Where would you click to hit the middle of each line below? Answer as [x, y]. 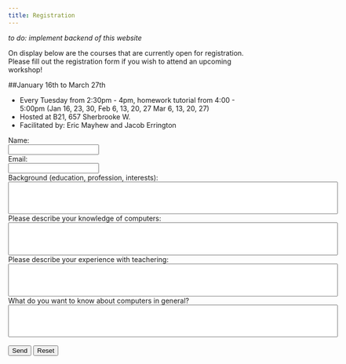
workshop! [25, 69]
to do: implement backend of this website [75, 38]
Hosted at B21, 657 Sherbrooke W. [75, 116]
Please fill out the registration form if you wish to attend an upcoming [120, 61]
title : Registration [42, 15]
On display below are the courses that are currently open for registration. [126, 53]
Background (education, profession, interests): [83, 177]
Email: [18, 158]
